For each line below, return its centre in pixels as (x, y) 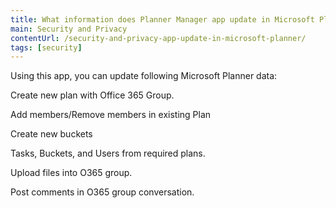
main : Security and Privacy (69, 29)
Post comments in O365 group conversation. (102, 192)
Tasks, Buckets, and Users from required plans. (108, 153)
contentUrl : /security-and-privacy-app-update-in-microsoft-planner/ (158, 38)
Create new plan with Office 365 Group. (92, 95)
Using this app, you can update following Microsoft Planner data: (144, 76)
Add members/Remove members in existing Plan (111, 115)
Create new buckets (51, 134)
